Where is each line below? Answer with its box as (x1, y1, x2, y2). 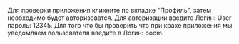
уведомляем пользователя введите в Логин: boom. (7, 28, 164, 37)
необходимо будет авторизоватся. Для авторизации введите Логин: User (7, 13, 232, 22)
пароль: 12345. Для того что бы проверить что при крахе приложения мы (7, 21, 233, 29)
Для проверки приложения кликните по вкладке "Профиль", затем (7, 6, 212, 14)
